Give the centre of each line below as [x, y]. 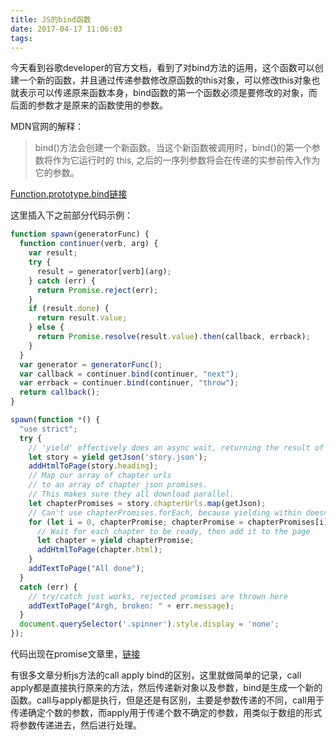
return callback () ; [60, 392]
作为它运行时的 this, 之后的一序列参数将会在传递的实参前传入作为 [186, 160]
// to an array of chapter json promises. [118, 485]
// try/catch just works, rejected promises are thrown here [158, 596]
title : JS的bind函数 [51, 19]
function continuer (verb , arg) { [89, 244]
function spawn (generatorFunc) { [80, 234]
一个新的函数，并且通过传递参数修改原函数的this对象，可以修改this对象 [165, 80]
